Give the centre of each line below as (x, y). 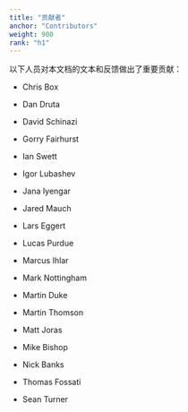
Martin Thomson (53, 313)
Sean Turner (45, 399)
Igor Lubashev (49, 174)
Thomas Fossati (51, 382)
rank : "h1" (30, 43)
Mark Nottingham (55, 278)
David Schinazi (50, 122)
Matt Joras (42, 330)
